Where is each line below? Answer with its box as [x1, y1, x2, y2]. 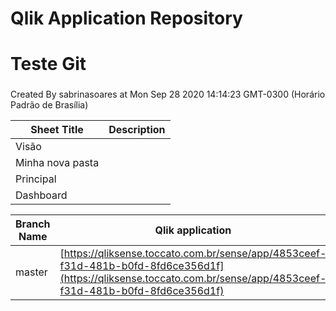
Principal [15, 172, 57, 186]
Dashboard [15, 188, 68, 202]
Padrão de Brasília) [10, 99, 89, 111]
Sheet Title [30, 123, 84, 137]
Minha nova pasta [15, 156, 100, 170]
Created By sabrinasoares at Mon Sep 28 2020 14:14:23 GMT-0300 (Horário [10, 88, 326, 101]
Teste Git [10, 53, 87, 76]
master [15, 265, 48, 279]
